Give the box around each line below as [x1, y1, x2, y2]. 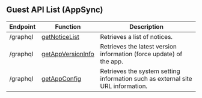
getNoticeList [41, 32, 80, 41]
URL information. [100, 82, 148, 90]
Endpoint [9, 22, 36, 30]
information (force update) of [100, 50, 183, 58]
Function [55, 22, 81, 30]
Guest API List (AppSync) [6, 5, 103, 15]
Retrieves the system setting [100, 67, 180, 75]
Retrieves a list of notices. [100, 32, 173, 41]
